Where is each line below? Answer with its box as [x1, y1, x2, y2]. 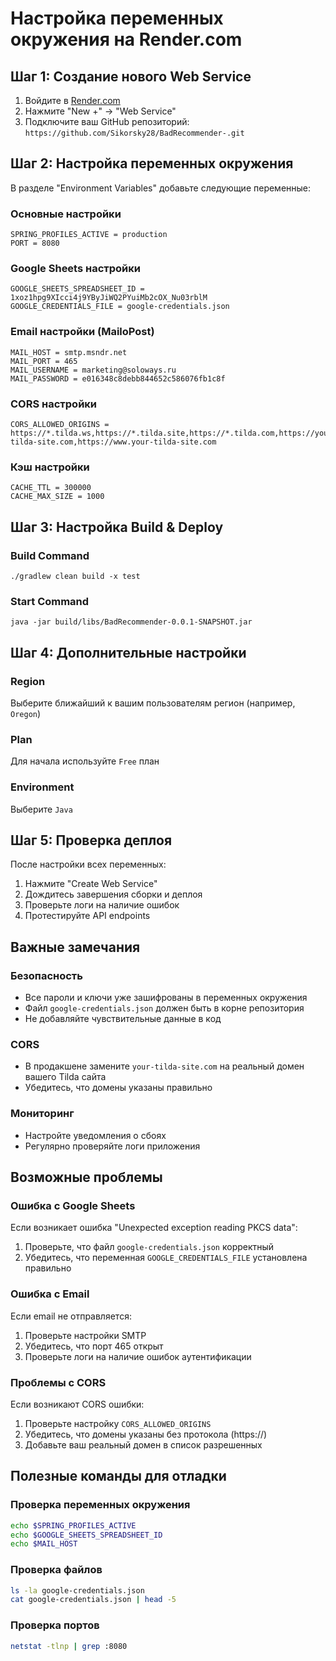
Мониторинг [10, 1107, 75, 1121]
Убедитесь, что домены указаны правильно [24, 1082, 213, 1094]
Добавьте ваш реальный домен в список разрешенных [24, 1438, 263, 1451]
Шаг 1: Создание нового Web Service [10, 68, 252, 85]
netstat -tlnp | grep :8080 [10, 1641, 128, 1651]
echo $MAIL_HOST [10, 1539, 78, 1549]
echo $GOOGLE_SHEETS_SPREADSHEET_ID [10, 1530, 163, 1540]
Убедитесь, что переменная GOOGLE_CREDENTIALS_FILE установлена [24, 1252, 308, 1264]
